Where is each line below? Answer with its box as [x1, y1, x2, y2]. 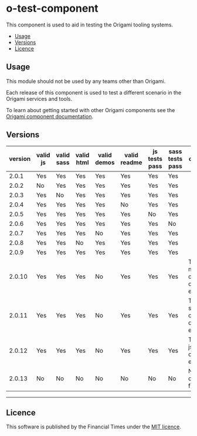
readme [120, 158, 142, 166]
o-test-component [6, 2, 98, 15]
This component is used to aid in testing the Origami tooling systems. [6, 21, 174, 28]
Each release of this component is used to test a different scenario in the [6, 89, 182, 96]
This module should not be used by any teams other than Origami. [6, 77, 166, 85]
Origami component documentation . [6, 113, 94, 120]
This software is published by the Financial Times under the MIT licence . [6, 423, 182, 430]
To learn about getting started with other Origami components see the [6, 106, 175, 113]
